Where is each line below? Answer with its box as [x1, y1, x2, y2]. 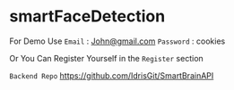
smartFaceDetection [9, 6, 166, 27]
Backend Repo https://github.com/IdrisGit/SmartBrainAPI [9, 70, 214, 81]
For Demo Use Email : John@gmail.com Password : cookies [9, 36, 226, 46]
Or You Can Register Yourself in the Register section [9, 53, 204, 63]
